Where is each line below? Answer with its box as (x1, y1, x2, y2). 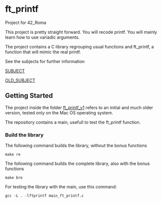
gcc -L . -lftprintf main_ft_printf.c (5, 193, 84, 199)
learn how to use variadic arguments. (5, 34, 80, 40)
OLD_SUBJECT (5, 77, 36, 83)
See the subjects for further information (5, 58, 85, 64)
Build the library (5, 131, 44, 138)
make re (5, 152, 21, 157)
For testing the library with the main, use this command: (5, 184, 117, 190)
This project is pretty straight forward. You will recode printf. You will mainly (5, 29, 157, 35)
